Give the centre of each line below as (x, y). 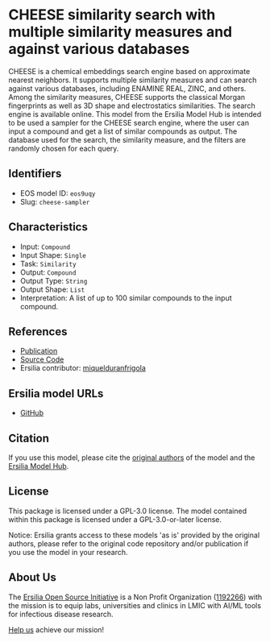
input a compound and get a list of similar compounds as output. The (123, 131)
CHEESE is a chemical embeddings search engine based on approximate (129, 71)
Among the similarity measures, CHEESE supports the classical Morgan (127, 97)
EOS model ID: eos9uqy (58, 193)
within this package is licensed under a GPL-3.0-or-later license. (115, 519)
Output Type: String (54, 280)
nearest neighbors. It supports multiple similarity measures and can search (133, 80)
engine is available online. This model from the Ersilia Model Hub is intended (135, 114)
